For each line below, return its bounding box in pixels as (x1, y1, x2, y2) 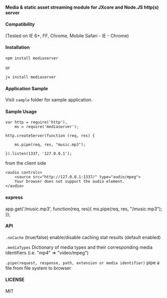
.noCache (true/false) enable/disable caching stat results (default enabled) (5, 234, 161, 240)
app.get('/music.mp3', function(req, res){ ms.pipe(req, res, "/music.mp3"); (5, 205, 162, 212)
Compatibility (5, 21, 35, 28)
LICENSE (5, 276, 25, 283)
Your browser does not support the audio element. (14, 179, 125, 184)
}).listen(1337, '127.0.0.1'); (5, 151, 72, 156)
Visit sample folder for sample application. (5, 97, 93, 103)
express (5, 195, 23, 200)
